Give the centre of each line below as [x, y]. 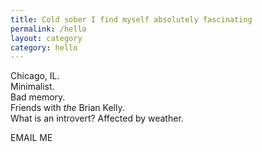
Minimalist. [32, 87]
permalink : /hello [48, 29]
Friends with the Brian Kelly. [67, 108]
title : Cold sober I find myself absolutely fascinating [131, 19]
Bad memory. [38, 97]
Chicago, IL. [35, 76]
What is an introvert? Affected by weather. [97, 118]
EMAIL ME [31, 138]
